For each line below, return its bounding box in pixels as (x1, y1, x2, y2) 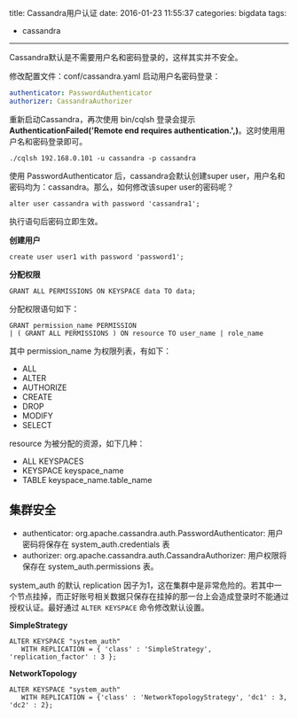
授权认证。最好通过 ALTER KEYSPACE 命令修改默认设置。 (9, 602, 210, 613)
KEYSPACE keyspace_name (21, 464, 124, 476)
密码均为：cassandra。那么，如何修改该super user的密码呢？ (9, 181, 235, 192)
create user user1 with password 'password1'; (9, 252, 184, 261)
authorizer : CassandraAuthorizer (9, 97, 133, 105)
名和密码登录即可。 (16, 136, 87, 146)
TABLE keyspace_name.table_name (21, 474, 153, 485)
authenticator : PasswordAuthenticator (9, 89, 153, 98)
